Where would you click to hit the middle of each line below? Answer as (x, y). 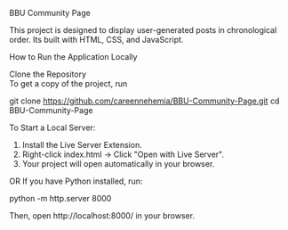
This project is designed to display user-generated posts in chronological (143, 30)
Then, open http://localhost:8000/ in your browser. (102, 216)
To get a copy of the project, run (68, 83)
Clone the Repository (48, 74)
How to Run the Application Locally (73, 57)
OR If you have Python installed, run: (76, 181)
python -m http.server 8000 (60, 198)
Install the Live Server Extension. (82, 145)
